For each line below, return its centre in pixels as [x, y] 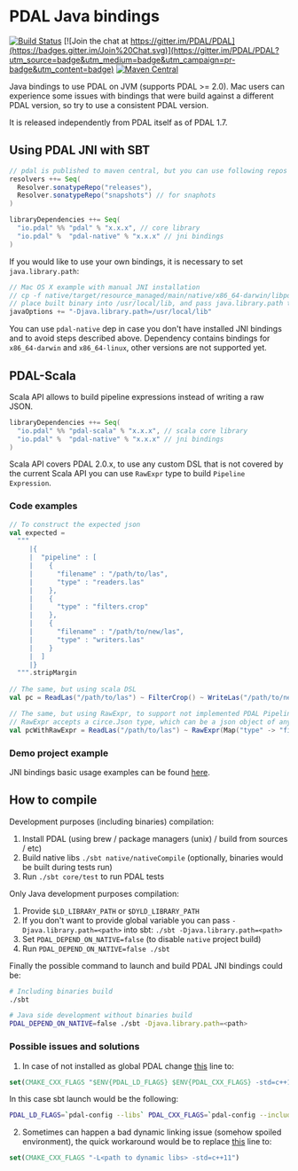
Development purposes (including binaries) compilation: [112, 821]
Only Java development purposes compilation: [94, 893]
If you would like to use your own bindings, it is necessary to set [126, 261]
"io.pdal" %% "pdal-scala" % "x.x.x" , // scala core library [133, 431]
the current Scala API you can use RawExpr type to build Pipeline [127, 474]
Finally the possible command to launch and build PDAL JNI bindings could [146, 965]
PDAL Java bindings [84, 16]
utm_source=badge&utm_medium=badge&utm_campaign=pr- [122, 59]
